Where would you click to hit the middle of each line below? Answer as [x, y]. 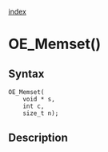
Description [38, 138]
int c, [34, 106]
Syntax [26, 74]
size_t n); [41, 113]
